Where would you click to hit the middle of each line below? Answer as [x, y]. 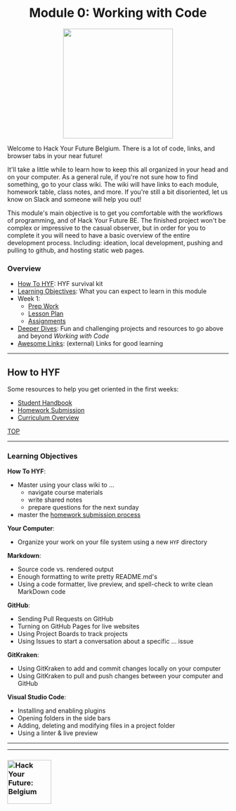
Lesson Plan [46, 313]
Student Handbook [45, 403]
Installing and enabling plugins [61, 711]
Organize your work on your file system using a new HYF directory [112, 542]
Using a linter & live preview [58, 733]
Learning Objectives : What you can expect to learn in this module [112, 291]
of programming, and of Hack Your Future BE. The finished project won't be [117, 220]
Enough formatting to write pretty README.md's [87, 577]
